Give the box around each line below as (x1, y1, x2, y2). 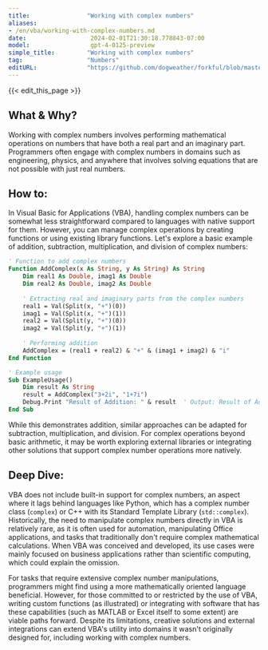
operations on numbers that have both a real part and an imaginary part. (8, 138, 246, 148)
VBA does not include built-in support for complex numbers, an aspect (8, 489, 241, 499)
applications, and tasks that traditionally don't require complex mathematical (8, 532, 259, 541)
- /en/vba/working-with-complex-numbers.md (8, 26, 156, 34)
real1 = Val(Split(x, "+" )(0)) (22, 302, 127, 310)
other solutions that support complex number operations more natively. (8, 445, 242, 455)
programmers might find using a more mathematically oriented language (8, 581, 246, 591)
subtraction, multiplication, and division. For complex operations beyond (8, 428, 246, 438)
